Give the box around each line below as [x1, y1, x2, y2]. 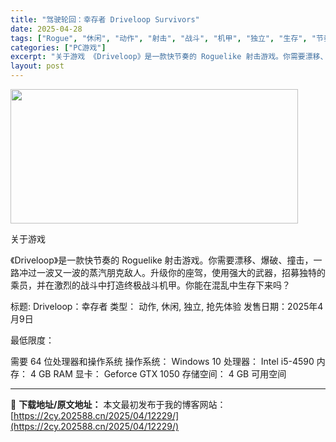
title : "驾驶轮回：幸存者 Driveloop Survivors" [10, 14, 200, 25]
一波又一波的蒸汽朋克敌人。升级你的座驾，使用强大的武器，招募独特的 [36, 267, 326, 278]
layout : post [10, 61, 65, 71]
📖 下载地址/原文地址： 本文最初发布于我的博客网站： [10, 399, 227, 410]
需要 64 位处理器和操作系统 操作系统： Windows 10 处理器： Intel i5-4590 [10, 356, 315, 367]
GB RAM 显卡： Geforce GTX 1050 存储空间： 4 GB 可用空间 [38, 368, 287, 380]
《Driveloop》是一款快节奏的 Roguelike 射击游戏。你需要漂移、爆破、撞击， [10, 254, 314, 266]
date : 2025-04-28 [10, 24, 83, 34]
